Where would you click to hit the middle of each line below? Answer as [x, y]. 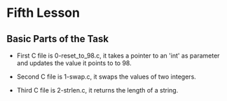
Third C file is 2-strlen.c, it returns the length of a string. [97, 90]
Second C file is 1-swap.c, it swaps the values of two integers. [106, 76]
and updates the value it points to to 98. [74, 63]
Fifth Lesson [43, 13]
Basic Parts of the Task [58, 39]
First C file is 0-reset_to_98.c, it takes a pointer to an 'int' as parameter [118, 55]
